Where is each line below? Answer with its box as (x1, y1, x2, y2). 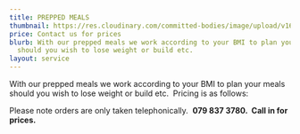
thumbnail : (9, 21, 50, 30)
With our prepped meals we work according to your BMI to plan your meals (9, 79, 286, 89)
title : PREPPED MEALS (9, 12, 90, 22)
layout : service (9, 54, 70, 63)
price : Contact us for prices (9, 29, 122, 38)
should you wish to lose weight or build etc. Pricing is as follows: (9, 88, 249, 99)
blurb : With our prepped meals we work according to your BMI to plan (9, 37, 278, 47)
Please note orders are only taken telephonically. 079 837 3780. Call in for (9, 106, 288, 115)
